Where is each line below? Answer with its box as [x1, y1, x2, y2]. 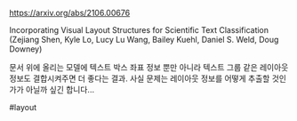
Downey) [9, 44, 43, 54]
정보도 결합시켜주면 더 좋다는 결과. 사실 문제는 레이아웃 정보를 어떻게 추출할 [9, 73, 270, 84]
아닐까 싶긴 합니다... [25, 85, 95, 94]
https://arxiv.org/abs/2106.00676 [9, 8, 131, 18]
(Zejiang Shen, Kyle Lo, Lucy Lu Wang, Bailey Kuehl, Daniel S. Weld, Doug [9, 35, 279, 44]
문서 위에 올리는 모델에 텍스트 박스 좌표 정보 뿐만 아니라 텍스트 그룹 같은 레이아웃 [9, 62, 289, 72]
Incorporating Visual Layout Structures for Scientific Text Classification [9, 25, 269, 35]
